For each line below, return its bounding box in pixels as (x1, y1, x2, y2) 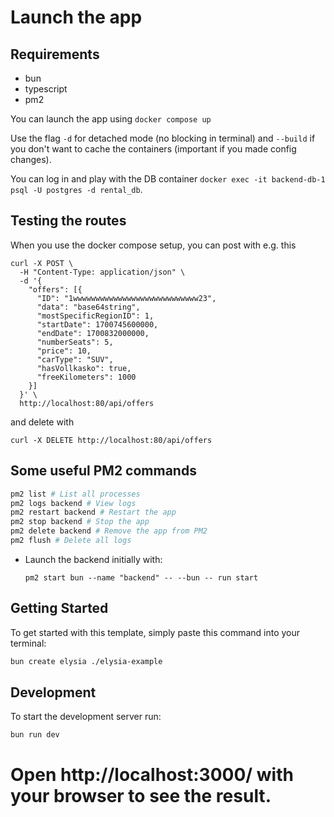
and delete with (10, 416, 75, 428)
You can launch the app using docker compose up (10, 113, 212, 125)
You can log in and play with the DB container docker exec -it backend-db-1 (10, 173, 326, 185)
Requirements (10, 46, 100, 63)
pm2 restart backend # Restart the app (10, 507, 177, 518)
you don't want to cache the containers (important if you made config (10, 143, 297, 155)
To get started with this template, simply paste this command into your (10, 626, 301, 638)
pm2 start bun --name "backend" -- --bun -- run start (24, 572, 259, 583)
